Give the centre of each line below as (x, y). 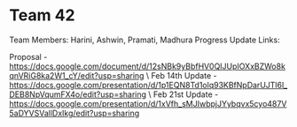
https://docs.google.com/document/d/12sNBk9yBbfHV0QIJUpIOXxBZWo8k (148, 66)
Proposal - (28, 56)
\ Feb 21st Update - (184, 94)
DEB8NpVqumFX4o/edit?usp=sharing (78, 94)
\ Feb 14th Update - (181, 75)
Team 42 (42, 15)
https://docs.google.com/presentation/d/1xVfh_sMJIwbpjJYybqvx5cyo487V (148, 103)
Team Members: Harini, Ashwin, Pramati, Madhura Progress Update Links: (145, 40)
